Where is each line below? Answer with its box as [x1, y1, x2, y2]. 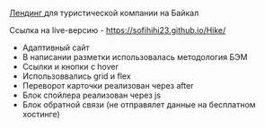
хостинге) [22, 109, 60, 119]
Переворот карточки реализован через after [22, 81, 194, 90]
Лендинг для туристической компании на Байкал [9, 8, 199, 18]
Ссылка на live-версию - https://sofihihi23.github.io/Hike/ [9, 25, 226, 35]
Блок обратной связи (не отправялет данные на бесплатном [22, 99, 256, 110]
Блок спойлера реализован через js [22, 90, 162, 100]
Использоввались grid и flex [22, 71, 132, 81]
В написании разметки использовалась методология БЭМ [22, 52, 248, 62]
